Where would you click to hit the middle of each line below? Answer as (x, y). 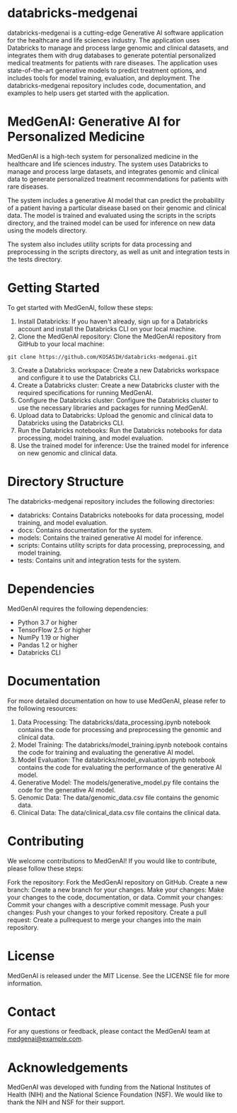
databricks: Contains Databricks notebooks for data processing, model (121, 515)
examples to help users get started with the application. (88, 93)
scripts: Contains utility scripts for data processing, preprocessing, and (121, 545)
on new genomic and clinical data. (68, 453)
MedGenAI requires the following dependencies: (78, 609)
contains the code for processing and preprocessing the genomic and (119, 729)
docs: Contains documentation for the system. (85, 530)
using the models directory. (47, 230)
